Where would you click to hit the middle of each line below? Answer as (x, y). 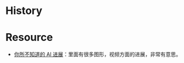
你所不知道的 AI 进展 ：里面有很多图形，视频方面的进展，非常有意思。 (98, 54)
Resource (29, 38)
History (24, 11)
